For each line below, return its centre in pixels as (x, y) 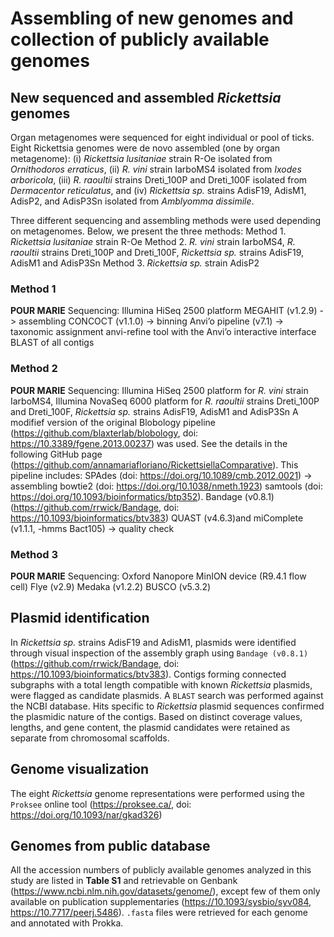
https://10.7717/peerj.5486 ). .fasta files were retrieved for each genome (159, 913)
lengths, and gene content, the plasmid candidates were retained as (150, 727)
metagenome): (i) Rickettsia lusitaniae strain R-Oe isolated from (141, 158)
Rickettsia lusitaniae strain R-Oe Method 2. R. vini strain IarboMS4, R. (153, 241)
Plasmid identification (80, 618)
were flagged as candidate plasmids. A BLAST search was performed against (167, 695)
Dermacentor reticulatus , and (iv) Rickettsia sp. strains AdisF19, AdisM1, (158, 190)
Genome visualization (80, 769)
